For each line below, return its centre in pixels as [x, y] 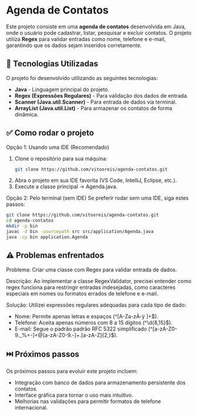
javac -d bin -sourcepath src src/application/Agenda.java [80, 232]
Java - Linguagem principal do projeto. [62, 89]
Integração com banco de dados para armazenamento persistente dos [100, 382]
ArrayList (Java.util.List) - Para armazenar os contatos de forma [93, 108]
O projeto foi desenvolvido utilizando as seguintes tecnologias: [82, 78]
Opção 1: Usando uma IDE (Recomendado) [58, 147]
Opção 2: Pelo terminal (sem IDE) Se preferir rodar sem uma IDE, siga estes [98, 198]
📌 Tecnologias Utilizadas [52, 64]
